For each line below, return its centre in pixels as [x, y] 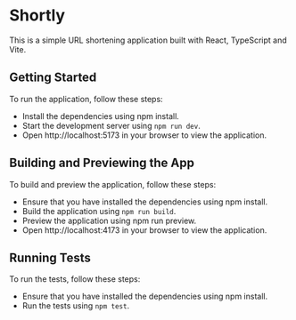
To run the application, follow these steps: [86, 99]
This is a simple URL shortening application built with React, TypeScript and [148, 40]
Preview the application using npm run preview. [109, 220]
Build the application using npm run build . [99, 211]
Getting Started [53, 78]
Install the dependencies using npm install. [101, 116]
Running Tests [50, 257]
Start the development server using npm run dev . [111, 125]
